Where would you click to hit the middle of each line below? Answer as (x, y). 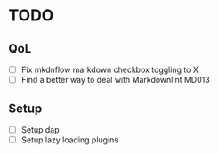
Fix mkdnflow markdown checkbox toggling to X (110, 69)
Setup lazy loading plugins (70, 140)
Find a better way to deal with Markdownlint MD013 (115, 80)
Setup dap (40, 129)
